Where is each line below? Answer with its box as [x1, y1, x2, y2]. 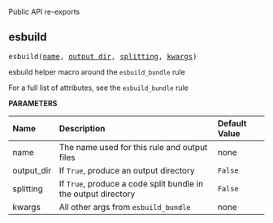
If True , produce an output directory [58, 165, 195, 176]
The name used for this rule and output [58, 141, 208, 152]
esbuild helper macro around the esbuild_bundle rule [8, 66, 185, 76]
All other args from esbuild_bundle [58, 201, 191, 212]
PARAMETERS [8, 98, 58, 108]
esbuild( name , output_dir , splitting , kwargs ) [8, 52, 197, 61]
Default [217, 118, 247, 129]
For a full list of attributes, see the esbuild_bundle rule [8, 83, 189, 92]
